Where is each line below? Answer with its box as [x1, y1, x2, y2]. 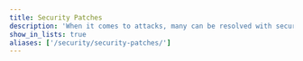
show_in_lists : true [9, 30, 87, 39]
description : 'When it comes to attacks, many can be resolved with [9, 22, 272, 30]
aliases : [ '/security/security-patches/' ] [9, 38, 171, 48]
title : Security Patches [9, 13, 103, 22]
